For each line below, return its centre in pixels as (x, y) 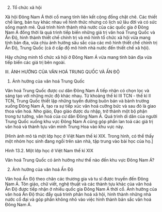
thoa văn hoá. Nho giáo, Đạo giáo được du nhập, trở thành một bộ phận (76, 111)
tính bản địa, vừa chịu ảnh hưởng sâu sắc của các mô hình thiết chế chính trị (81, 43)
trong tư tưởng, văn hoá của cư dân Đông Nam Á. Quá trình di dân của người (81, 116)
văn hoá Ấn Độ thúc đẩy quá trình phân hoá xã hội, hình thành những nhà (78, 194)
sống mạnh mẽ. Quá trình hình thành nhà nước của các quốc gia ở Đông (77, 27)
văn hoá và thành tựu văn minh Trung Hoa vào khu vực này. (65, 127)
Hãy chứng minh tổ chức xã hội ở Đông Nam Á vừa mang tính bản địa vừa (78, 57)
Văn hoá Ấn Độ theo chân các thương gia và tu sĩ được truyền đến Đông (77, 179)
